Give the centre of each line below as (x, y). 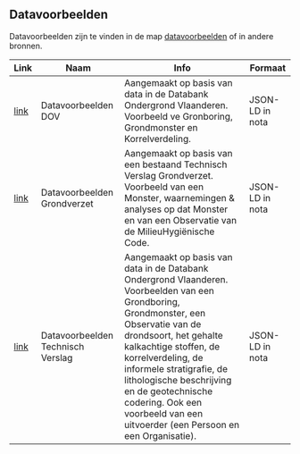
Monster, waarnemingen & (179, 198)
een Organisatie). (160, 435)
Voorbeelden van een (169, 290)
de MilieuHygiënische (170, 231)
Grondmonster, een (165, 313)
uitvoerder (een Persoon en (182, 425)
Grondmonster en (161, 127)
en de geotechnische (168, 391)
